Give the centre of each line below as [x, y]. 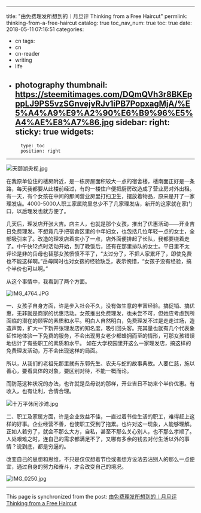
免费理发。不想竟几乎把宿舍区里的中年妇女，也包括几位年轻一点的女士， [100, 231]
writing [23, 60]
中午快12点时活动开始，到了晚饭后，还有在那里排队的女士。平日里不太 [103, 246]
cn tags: [25, 41]
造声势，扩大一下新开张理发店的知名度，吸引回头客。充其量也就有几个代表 [98, 328]
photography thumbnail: [61, 85]
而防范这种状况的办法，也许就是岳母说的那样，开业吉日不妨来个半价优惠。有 [100, 383]
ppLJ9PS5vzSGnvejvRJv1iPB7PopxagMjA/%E [102, 104]
